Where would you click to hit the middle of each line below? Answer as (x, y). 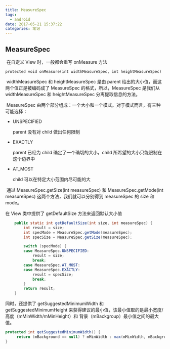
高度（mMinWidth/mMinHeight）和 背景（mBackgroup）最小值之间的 (78, 316)
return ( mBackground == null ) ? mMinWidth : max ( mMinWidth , (81, 337)
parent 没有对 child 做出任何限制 (46, 132)
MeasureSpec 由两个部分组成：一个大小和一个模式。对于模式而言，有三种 (83, 105)
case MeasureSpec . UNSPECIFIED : (56, 251)
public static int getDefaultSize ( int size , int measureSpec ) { (83, 223)
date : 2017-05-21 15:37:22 (34, 24)
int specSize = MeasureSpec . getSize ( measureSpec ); (78, 237)
